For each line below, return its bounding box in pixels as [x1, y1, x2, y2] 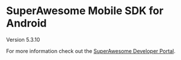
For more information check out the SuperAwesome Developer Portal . [6, 47, 176, 54]
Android [6, 16, 47, 30]
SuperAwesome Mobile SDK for [6, 4, 164, 18]
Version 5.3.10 [6, 36, 40, 43]
